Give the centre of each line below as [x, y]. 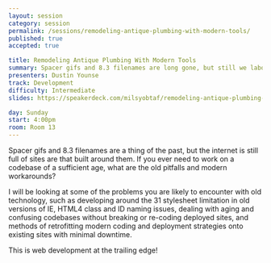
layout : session [35, 16]
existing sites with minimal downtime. [71, 234]
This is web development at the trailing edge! [83, 250]
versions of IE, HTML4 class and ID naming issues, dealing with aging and [131, 209]
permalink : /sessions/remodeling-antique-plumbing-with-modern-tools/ [129, 31]
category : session [39, 23]
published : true [35, 38]
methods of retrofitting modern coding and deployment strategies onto [126, 226]
